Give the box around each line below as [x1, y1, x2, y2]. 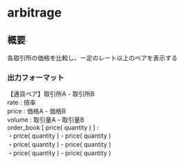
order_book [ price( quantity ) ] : [7, 123, 99, 132]
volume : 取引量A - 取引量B [7, 116, 85, 124]
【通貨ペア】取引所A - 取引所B [7, 90, 95, 98]
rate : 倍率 [7, 98, 36, 107]
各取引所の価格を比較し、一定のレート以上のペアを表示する [7, 54, 178, 62]
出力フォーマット [7, 73, 65, 82]
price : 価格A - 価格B [7, 107, 66, 116]
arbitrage [7, 5, 62, 21]
